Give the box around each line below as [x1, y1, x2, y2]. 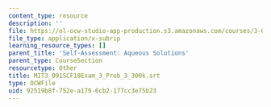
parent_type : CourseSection [8, 57, 103, 65]
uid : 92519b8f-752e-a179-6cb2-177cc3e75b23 [8, 86, 157, 95]
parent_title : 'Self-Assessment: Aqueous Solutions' [8, 49, 190, 57]
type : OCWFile [8, 79, 56, 87]
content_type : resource [8, 11, 89, 20]
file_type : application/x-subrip [8, 34, 121, 43]
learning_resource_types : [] [8, 42, 106, 50]
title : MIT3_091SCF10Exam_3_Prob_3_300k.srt [8, 72, 161, 80]
